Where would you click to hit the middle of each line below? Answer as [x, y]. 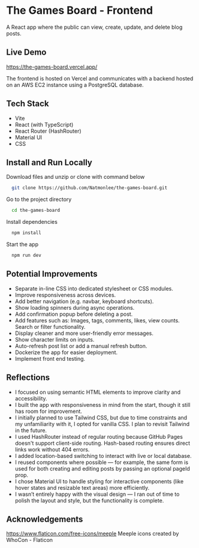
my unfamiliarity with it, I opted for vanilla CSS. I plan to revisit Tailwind [102, 424]
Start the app [22, 244]
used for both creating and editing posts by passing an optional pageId [102, 468]
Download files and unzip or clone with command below [76, 177]
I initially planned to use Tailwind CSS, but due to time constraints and [101, 417]
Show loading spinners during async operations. [75, 307]
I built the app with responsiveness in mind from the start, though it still [102, 405]
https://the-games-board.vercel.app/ [52, 67]
